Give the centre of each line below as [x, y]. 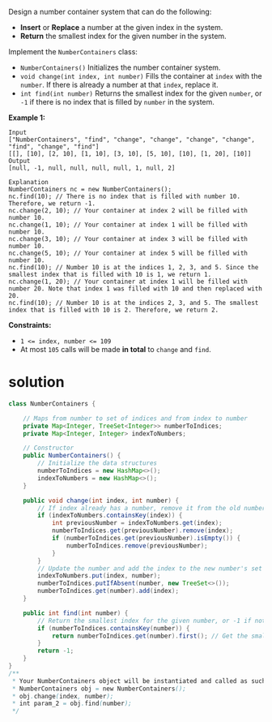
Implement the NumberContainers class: [73, 52]
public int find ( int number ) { [76, 613]
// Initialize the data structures [98, 463]
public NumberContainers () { [72, 456]
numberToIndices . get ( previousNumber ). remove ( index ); [142, 531]
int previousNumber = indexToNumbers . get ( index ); [137, 523]
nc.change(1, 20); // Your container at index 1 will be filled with [128, 281]
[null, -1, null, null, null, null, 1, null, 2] [92, 168]
